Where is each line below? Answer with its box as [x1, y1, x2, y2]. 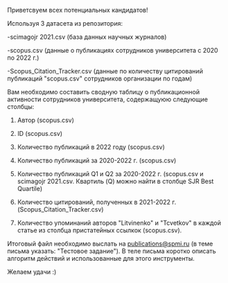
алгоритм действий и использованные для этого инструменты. [7, 255, 195, 262]
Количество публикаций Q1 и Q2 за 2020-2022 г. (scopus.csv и [17, 170, 204, 178]
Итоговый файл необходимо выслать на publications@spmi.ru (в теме [7, 239, 213, 248]
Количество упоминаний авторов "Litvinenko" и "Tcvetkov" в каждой [17, 218, 222, 227]
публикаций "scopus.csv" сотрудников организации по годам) [7, 74, 193, 83]
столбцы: [7, 103, 35, 110]
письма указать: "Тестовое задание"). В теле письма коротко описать [7, 247, 216, 255]
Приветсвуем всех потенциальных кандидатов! [7, 6, 148, 14]
